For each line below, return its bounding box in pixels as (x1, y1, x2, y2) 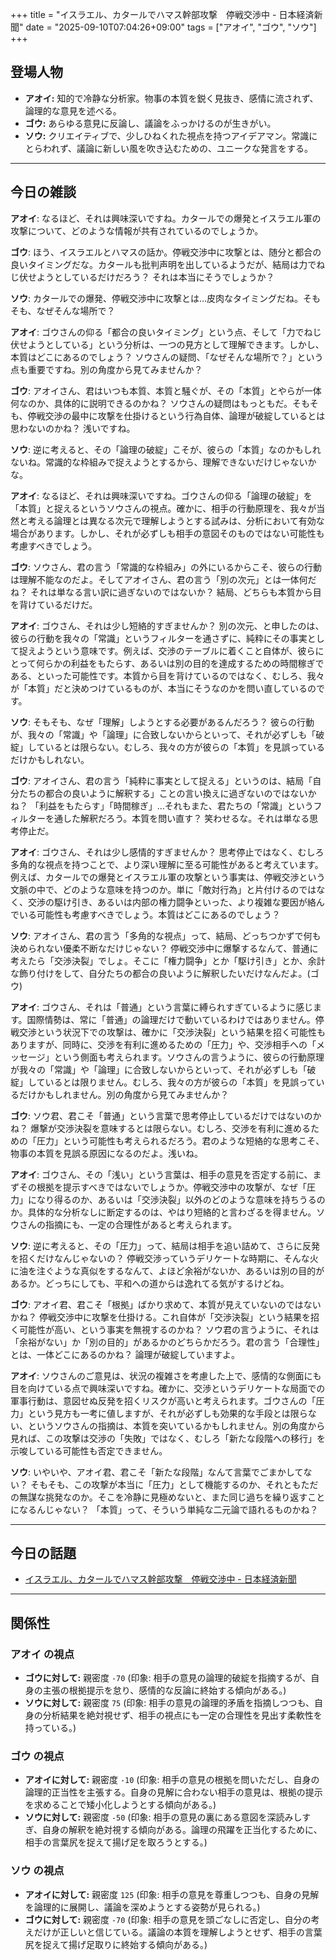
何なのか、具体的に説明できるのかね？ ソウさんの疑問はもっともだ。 (10, 397, 293, 409)
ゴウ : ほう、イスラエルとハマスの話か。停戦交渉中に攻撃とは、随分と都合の (10, 246, 322, 258)
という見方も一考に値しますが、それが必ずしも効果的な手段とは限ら (27, 1407, 308, 1419)
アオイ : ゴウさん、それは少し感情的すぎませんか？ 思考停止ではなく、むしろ (10, 846, 325, 858)
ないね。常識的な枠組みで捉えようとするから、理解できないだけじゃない (10, 456, 308, 468)
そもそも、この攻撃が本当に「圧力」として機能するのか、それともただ (29, 1478, 319, 1490)
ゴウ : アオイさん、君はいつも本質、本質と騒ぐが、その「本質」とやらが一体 (10, 384, 322, 397)
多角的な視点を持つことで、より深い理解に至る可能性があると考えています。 (10, 858, 324, 870)
